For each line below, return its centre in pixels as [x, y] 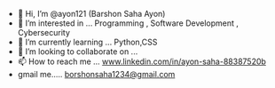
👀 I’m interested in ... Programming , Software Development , [128, 23]
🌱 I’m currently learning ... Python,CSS [87, 42]
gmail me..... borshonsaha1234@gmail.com [96, 74]
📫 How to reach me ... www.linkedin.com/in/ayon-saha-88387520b [141, 61]
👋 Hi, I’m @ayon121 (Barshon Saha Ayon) [91, 14]
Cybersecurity [44, 32]
